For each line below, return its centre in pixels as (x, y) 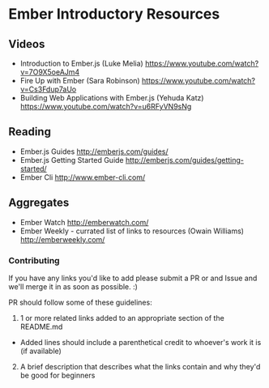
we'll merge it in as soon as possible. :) (73, 286)
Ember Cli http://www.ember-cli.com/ (83, 177)
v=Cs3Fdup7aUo (48, 89)
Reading (30, 132)
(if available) (41, 351)
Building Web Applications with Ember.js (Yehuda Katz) (112, 98)
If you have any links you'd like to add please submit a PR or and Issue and (133, 278)
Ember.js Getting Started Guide (72, 160)
